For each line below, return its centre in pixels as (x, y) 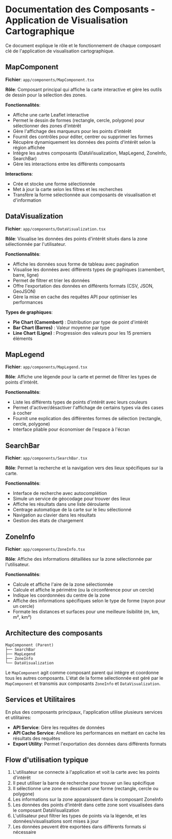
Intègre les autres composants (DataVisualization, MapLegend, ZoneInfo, (90, 153)
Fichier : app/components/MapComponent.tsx (50, 79)
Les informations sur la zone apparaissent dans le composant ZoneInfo (88, 799)
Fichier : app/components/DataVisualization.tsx (56, 228)
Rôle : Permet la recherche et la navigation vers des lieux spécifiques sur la (84, 468)
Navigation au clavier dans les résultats (54, 515)
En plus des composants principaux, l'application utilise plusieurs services (84, 712)
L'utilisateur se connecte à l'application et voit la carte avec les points (86, 772)
